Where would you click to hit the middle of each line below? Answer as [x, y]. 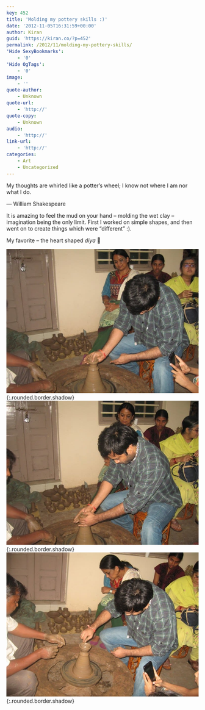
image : [15, 77]
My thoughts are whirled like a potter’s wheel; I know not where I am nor [97, 185]
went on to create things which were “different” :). [69, 228]
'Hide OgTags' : [26, 64]
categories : [21, 155]
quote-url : [20, 103]
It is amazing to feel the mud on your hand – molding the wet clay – [90, 215]
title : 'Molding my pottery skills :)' [57, 19]
